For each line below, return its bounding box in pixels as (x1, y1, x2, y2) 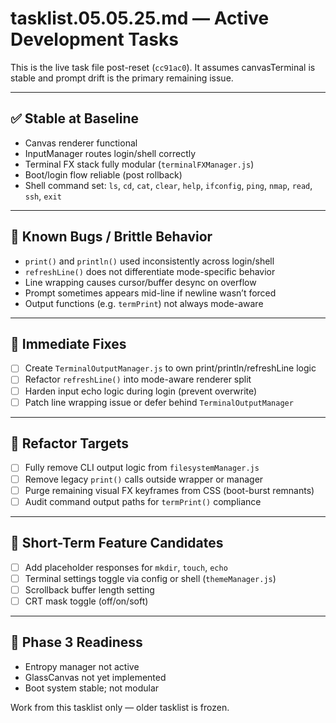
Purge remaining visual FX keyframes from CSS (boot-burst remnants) (24, 484, 315, 496)
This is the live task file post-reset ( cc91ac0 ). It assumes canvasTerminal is (10, 61, 316, 73)
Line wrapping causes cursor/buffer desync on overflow (24, 276, 257, 288)
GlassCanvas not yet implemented (24, 671, 167, 683)
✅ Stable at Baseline (10, 110, 140, 127)
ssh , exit (24, 190, 62, 202)
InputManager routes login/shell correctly (24, 147, 197, 159)
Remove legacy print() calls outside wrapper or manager (24, 473, 264, 485)
